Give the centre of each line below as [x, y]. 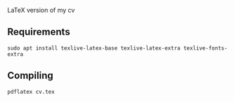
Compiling [31, 76]
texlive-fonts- [206, 48]
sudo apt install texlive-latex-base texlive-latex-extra [94, 48]
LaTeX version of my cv [41, 10]
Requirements [39, 32]
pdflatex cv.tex [31, 92]
